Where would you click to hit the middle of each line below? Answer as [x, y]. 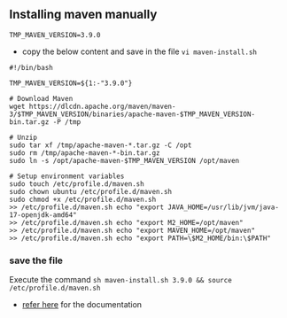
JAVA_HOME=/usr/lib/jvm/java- [223, 207]
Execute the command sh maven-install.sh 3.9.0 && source [120, 280]
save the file [36, 260]
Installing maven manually [83, 15]
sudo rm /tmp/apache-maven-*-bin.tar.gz [85, 153]
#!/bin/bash [31, 67]
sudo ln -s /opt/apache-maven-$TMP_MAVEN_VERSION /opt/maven [124, 160]
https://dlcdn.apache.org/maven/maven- [102, 106]
